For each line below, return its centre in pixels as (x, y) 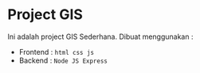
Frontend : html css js (57, 52)
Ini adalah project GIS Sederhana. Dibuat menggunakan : (100, 36)
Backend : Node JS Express (63, 60)
